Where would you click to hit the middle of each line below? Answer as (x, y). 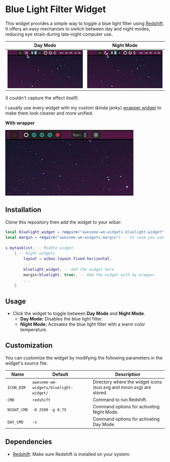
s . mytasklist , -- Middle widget (39, 248)
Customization (29, 346)
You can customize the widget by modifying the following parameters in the (84, 358)
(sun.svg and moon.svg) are (122, 387)
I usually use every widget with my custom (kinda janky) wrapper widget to (83, 108)
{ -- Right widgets (35, 254)
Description (128, 374)
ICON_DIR (17, 387)
